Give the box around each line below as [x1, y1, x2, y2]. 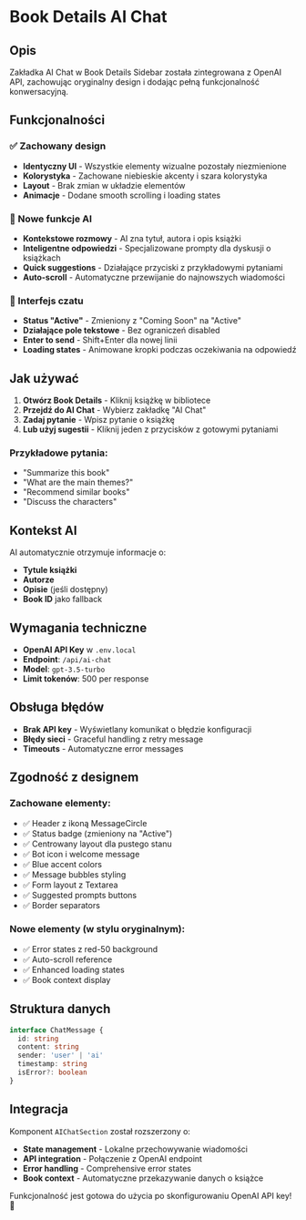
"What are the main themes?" [22, 477, 134, 488]
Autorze [22, 574, 55, 585]
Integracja [9, 1102, 68, 1117]
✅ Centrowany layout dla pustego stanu [22, 838, 172, 849]
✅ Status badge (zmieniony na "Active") [22, 827, 173, 839]
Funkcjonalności [9, 112, 106, 128]
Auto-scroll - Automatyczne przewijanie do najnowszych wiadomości [22, 272, 285, 282]
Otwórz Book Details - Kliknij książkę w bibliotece [22, 395, 211, 406]
